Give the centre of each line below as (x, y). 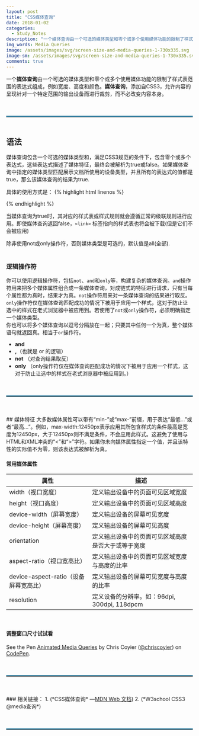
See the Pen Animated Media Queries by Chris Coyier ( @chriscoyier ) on (94, 647)
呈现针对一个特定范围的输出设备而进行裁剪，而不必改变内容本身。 (86, 94)
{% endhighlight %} (30, 204)
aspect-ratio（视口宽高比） (48, 561)
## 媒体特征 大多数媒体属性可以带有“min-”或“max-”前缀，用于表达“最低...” (97, 420)
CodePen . (18, 653)
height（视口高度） (36, 503)
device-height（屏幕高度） (47, 526)
